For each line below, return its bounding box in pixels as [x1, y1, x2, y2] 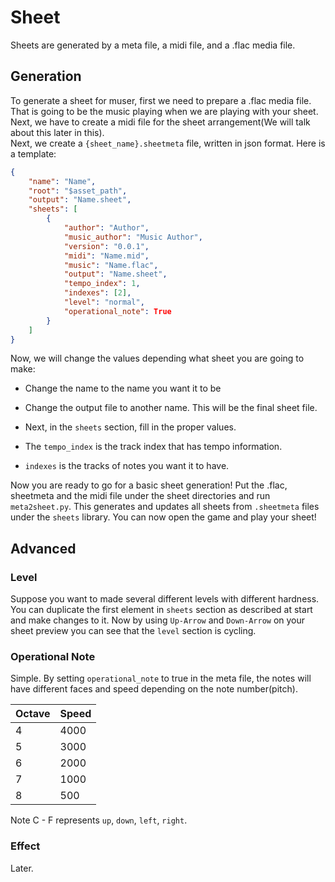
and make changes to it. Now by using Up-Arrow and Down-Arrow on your [10, 614, 306, 626]
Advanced [10, 540, 77, 557]
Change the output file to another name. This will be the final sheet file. [24, 402, 318, 414]
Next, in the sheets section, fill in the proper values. [24, 421, 237, 433]
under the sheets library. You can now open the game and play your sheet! [10, 511, 317, 523]
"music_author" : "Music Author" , [63, 232, 203, 242]
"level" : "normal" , [63, 297, 145, 307]
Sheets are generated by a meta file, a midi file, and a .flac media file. [10, 39, 296, 51]
